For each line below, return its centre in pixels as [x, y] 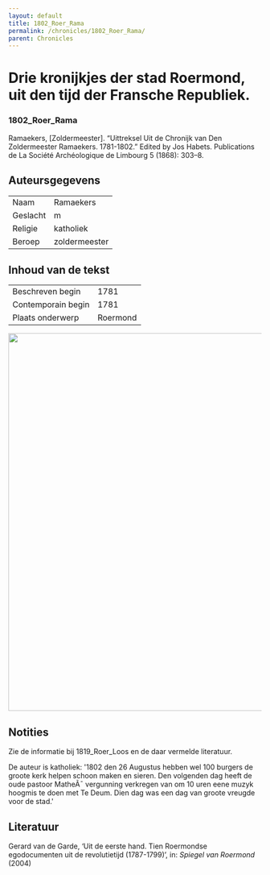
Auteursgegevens [54, 181]
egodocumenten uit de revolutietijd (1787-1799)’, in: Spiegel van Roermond [132, 854]
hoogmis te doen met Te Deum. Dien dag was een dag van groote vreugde [132, 793]
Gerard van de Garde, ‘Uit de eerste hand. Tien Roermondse [108, 846]
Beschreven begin [47, 292]
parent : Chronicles [41, 38]
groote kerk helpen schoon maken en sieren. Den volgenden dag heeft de [130, 776]
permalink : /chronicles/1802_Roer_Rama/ [77, 31]
